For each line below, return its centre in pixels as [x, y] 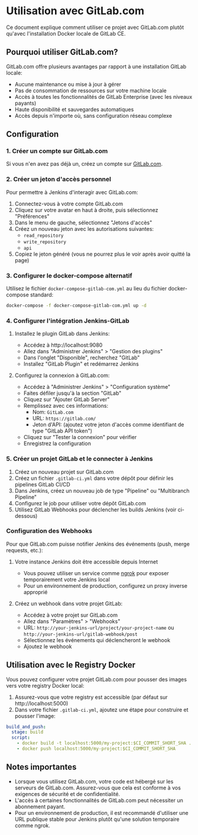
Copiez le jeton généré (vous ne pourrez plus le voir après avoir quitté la [103, 254]
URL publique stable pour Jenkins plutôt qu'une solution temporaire [97, 819]
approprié [35, 592]
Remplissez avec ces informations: [66, 406]
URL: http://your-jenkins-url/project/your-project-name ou [99, 627]
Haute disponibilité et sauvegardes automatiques [74, 109]
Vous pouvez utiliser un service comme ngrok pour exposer [96, 573]
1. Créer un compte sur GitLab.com [57, 151]
